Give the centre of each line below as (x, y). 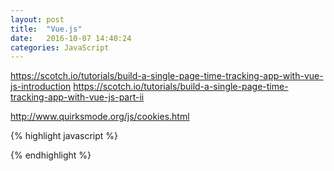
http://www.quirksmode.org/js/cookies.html (100, 117)
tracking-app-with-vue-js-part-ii (77, 97)
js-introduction (41, 87)
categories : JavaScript (60, 47)
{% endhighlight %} (51, 155)
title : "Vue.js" (46, 29)
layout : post (37, 19)
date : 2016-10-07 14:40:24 (71, 38)
